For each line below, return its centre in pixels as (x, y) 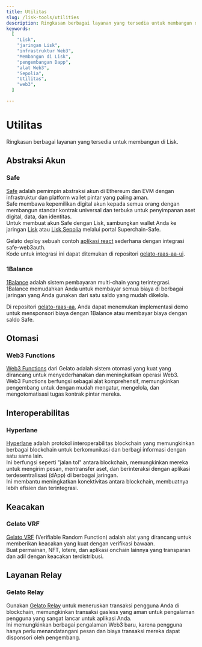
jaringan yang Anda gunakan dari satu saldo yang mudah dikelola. (88, 295)
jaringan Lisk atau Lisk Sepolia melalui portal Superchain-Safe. (84, 229)
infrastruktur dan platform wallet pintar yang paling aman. (78, 197)
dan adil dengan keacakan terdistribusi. (55, 556)
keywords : (19, 29)
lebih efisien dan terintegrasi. (42, 488)
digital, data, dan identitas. (39, 216)
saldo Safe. (20, 319)
